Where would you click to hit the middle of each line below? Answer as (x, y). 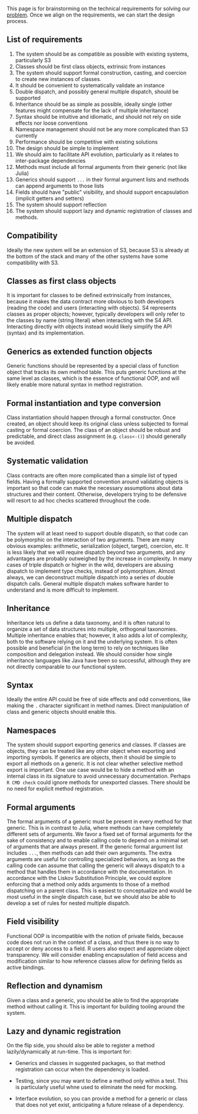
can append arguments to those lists (60, 186)
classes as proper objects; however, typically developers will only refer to (96, 314)
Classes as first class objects (62, 281)
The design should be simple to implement (67, 148)
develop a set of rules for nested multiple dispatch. (68, 903)
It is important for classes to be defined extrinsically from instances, (89, 295)
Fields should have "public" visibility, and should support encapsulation (102, 192)
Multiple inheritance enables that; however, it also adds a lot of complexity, (97, 635)
